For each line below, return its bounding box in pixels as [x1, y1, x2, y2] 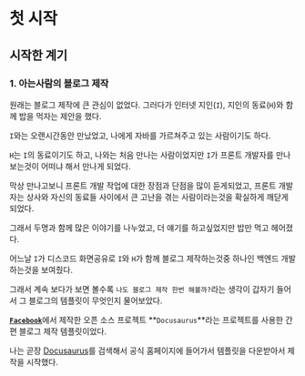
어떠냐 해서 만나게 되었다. [40, 160, 131, 171]
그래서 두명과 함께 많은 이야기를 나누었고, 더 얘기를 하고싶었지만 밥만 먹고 [9, 222, 269, 233]
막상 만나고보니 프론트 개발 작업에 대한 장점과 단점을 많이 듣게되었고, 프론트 [9, 179, 277, 191]
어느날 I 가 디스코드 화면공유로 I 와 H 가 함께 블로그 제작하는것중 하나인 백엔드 [9, 252, 280, 264]
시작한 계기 [9, 47, 68, 63]
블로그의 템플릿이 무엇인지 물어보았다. [28, 295, 163, 306]
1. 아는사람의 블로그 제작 [9, 76, 109, 89]
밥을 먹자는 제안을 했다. [18, 110, 102, 121]
